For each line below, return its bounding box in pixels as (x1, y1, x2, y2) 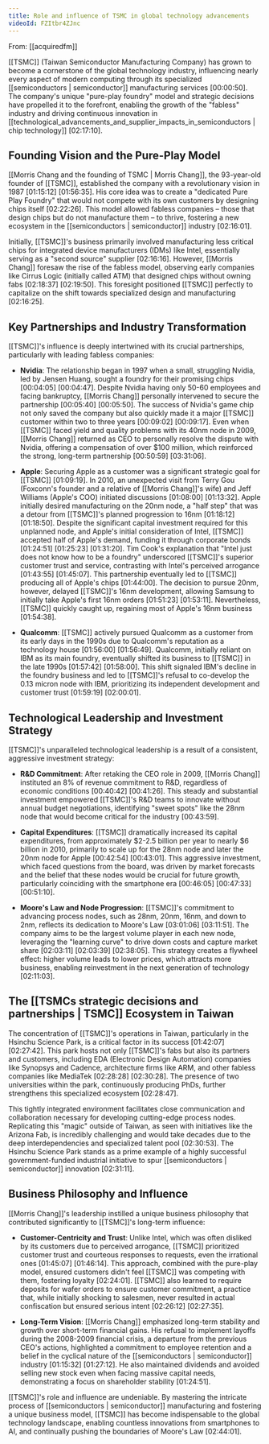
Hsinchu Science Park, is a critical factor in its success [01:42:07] (8, 1037, 225, 1046)
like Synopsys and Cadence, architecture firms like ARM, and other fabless (8, 1062, 256, 1072)
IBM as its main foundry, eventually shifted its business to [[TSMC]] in (19, 654, 251, 663)
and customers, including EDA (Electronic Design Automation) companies (8, 1054, 251, 1063)
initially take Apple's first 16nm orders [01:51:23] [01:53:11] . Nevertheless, (19, 595, 261, 604)
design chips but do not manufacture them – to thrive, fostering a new (8, 212, 239, 222)
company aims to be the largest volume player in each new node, (19, 928, 236, 938)
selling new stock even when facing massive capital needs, (19, 1368, 217, 1377)
